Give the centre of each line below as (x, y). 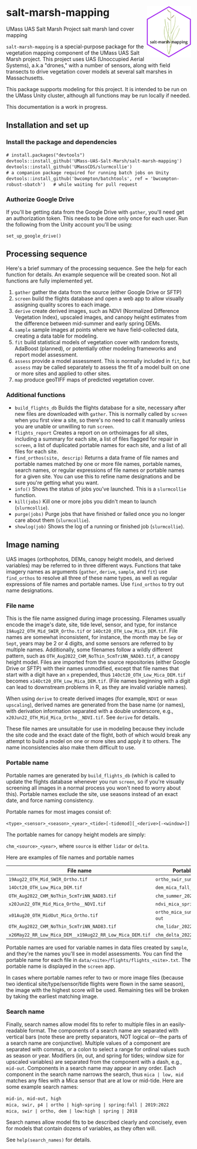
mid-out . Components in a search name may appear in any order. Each (91, 1068)
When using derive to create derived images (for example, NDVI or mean (92, 699)
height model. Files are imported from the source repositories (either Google (98, 662)
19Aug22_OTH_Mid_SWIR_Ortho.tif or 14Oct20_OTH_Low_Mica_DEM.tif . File (92, 631)
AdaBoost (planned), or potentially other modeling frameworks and (95, 348)
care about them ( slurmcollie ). (52, 520)
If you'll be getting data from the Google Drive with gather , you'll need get (95, 212)
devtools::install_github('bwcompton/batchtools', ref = (77, 179)
